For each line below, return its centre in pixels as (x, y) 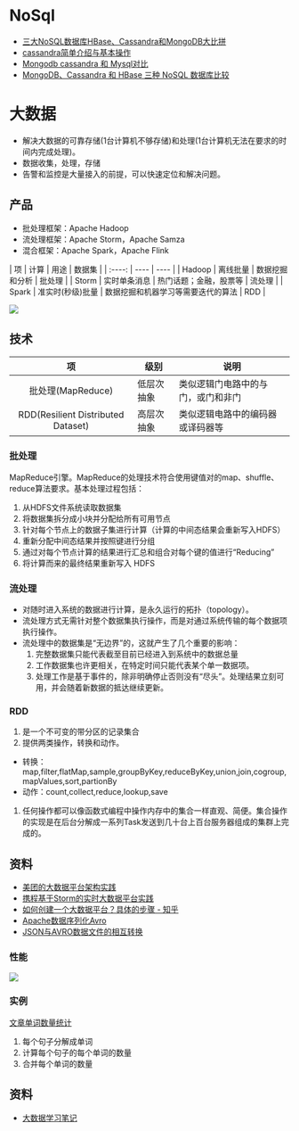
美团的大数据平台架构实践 (69, 887)
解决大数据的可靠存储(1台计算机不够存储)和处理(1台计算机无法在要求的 (150, 140)
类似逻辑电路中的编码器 (228, 414)
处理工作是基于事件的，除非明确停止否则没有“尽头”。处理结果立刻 (156, 677)
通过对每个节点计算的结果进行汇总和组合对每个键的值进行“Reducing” (148, 552)
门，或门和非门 (210, 397)
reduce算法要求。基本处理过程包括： (77, 488)
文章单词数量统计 (40, 1022)
